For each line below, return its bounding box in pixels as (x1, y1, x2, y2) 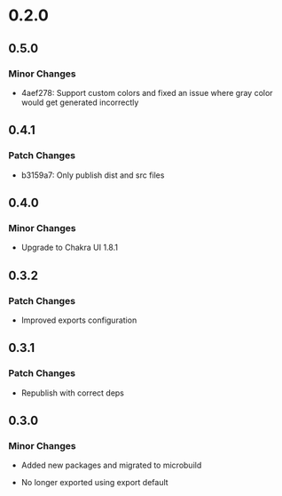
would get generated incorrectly (20, 97, 139, 108)
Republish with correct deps (20, 388, 125, 398)
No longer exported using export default (20, 477, 169, 488)
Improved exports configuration (20, 315, 137, 325)
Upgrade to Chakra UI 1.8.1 (20, 242, 119, 253)
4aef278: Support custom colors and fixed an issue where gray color (20, 87, 273, 98)
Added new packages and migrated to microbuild (20, 460, 202, 471)
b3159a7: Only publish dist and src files (20, 170, 165, 180)
